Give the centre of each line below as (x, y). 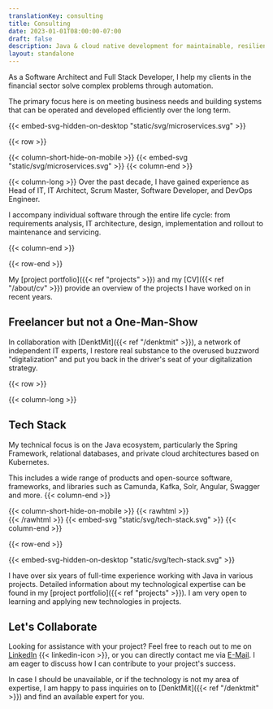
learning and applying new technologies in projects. (95, 601)
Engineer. (24, 199)
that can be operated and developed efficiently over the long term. (120, 110)
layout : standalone (41, 54)
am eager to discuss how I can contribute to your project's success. (122, 663)
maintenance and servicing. (55, 232)
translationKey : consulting (56, 16)
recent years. (30, 297)
